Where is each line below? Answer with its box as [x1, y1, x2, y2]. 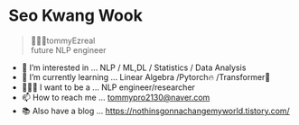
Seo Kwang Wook [8, 5, 144, 26]
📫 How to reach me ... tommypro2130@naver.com [21, 92, 210, 103]
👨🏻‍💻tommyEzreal [30, 35, 96, 46]
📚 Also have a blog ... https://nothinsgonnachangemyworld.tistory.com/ [21, 105, 290, 116]
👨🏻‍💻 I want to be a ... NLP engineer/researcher [21, 82, 196, 93]
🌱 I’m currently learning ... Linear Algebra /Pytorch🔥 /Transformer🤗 [21, 71, 271, 82]
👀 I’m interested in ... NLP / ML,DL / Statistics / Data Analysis [21, 62, 247, 73]
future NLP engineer [30, 44, 107, 55]
